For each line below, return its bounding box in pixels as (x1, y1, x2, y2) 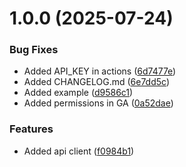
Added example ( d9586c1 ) (23, 87, 134, 99)
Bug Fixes (9, 43, 59, 57)
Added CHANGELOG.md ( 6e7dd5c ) (23, 76, 171, 88)
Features (9, 122, 54, 136)
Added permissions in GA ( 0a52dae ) (23, 97, 174, 109)
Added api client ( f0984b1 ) (23, 145, 135, 157)
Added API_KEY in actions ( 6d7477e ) (23, 65, 177, 77)
